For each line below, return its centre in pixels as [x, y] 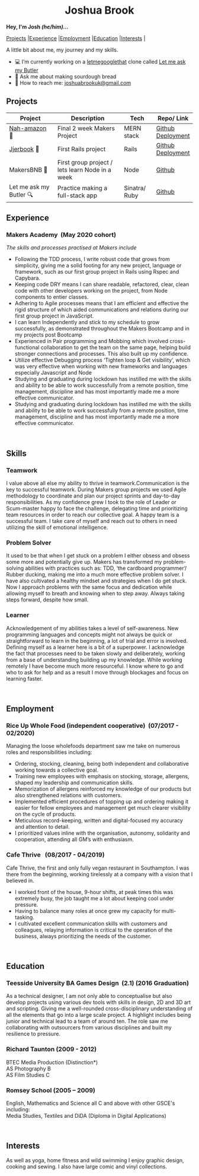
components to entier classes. [52, 297]
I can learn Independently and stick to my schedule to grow [87, 322]
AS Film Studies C [28, 1074]
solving [15, 568]
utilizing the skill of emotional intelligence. [57, 527]
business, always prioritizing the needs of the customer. [83, 936]
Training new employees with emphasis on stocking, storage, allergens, [102, 776]
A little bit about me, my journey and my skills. [62, 50]
